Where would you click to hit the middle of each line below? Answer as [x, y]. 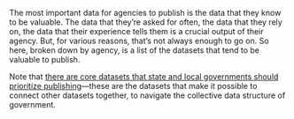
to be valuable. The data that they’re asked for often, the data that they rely [146, 22]
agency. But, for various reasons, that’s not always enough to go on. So [139, 41]
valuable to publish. [45, 59]
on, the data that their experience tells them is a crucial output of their [136, 31]
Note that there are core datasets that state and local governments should [144, 77]
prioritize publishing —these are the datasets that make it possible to [133, 86]
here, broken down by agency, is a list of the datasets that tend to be [134, 50]
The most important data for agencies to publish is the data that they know [145, 13]
